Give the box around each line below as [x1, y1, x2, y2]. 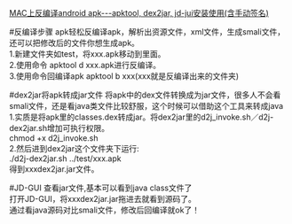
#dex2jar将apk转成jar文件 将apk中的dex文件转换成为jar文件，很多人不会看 [9, 89, 281, 100]
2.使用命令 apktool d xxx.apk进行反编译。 [9, 60, 162, 70]
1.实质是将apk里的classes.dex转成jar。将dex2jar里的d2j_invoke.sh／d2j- [9, 112, 274, 122]
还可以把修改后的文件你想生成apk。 [9, 38, 140, 48]
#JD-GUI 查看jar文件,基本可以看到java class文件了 [9, 182, 193, 193]
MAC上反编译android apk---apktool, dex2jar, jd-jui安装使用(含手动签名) [9, 8, 269, 18]
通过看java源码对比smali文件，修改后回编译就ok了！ [9, 205, 201, 215]
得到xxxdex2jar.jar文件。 [9, 164, 99, 174]
